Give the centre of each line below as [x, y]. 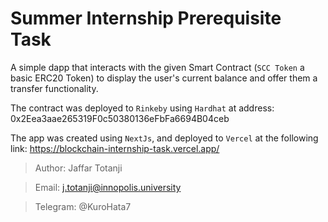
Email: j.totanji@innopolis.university [108, 187]
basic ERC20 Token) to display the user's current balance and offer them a [164, 78]
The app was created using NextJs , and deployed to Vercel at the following [164, 138]
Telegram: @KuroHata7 [83, 206]
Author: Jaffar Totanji [78, 168]
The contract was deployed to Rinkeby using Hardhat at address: [142, 108]
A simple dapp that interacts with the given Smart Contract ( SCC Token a [157, 67]
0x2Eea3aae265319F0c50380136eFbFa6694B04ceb [120, 118]
